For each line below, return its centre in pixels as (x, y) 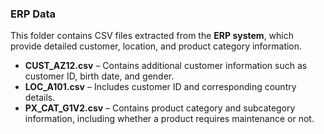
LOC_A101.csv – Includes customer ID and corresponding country (160, 87)
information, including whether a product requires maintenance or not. (169, 119)
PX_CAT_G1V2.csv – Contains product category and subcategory (160, 108)
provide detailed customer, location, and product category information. (156, 46)
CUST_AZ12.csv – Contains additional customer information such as (166, 66)
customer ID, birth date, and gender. (99, 76)
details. (40, 98)
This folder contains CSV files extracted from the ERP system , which (152, 36)
